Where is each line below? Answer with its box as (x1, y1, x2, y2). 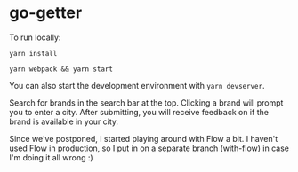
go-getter (9, 3, 83, 23)
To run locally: (9, 32, 61, 43)
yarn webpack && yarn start (9, 65, 114, 74)
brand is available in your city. (9, 116, 118, 127)
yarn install (9, 49, 58, 58)
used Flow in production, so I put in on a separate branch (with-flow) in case (9, 143, 289, 153)
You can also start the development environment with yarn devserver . (9, 80, 265, 90)
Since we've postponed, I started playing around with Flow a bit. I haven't (9, 133, 278, 144)
